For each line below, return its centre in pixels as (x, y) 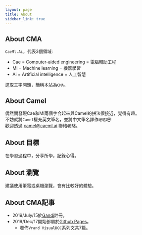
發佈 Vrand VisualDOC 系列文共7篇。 (55, 228)
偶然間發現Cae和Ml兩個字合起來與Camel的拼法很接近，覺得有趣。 (72, 113)
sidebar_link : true (25, 19)
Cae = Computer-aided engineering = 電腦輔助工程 (64, 62)
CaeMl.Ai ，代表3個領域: (29, 51)
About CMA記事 (30, 203)
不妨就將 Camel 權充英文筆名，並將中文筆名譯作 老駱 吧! (58, 119)
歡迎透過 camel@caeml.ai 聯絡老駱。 (43, 126)
